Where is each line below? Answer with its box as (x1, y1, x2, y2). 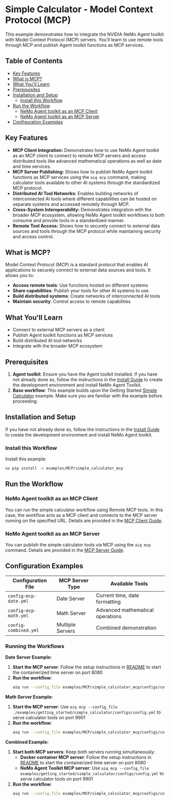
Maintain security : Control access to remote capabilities (12, 298, 131, 304)
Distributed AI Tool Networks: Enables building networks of (12, 190, 138, 196)
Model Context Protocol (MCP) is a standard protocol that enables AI (5, 262, 148, 268)
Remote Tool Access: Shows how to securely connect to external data (12, 223, 160, 229)
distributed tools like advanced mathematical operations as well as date (12, 158, 162, 164)
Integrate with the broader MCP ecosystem (12, 343, 103, 349)
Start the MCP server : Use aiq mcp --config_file (12, 703, 118, 710)
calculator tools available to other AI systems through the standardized (12, 179, 160, 186)
